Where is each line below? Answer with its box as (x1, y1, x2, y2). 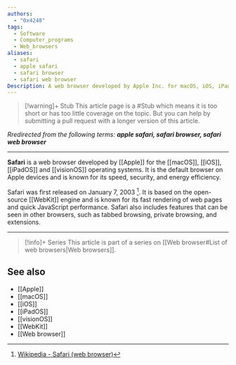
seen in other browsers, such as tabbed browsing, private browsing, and (7, 210, 217, 218)
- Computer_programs (13, 37, 74, 44)
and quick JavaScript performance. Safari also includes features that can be (7, 202, 228, 211)
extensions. (7, 218, 41, 226)
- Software (13, 30, 46, 37)
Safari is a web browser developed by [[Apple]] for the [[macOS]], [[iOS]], (7, 158, 222, 166)
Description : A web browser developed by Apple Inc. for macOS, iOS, (7, 82, 216, 89)
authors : (7, 10, 33, 18)
